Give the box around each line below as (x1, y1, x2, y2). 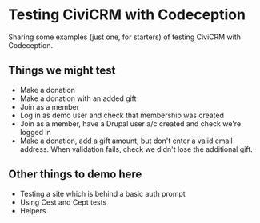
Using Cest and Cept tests (19, 197, 107, 207)
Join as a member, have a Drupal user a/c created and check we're (19, 118, 242, 129)
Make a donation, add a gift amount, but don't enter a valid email (19, 136, 234, 145)
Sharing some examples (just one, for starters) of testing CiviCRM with (8, 32, 242, 42)
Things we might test (8, 64, 116, 78)
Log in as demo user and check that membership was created (19, 110, 225, 120)
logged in (19, 127, 52, 137)
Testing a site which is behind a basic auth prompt (19, 189, 186, 198)
